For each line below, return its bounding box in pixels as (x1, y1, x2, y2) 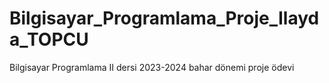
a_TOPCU (9, 28, 89, 51)
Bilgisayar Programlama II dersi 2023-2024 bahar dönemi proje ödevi (9, 61, 295, 73)
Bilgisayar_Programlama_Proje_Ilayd (9, 7, 320, 30)
